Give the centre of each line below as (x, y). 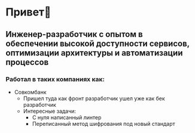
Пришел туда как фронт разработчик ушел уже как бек (94, 98)
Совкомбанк (30, 92)
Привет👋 (28, 12)
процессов (27, 62)
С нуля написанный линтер (67, 117)
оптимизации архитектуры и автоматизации (94, 53)
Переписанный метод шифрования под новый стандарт (104, 123)
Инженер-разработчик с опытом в (74, 34)
